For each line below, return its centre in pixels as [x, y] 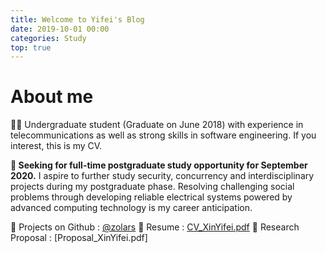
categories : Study [48, 38]
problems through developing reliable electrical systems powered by [151, 197]
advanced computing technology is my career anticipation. [131, 208]
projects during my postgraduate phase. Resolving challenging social [152, 187]
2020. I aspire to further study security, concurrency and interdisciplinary [162, 176]
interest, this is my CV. [56, 146]
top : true [31, 47]
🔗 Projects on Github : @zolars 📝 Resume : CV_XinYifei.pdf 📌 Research [155, 227]
